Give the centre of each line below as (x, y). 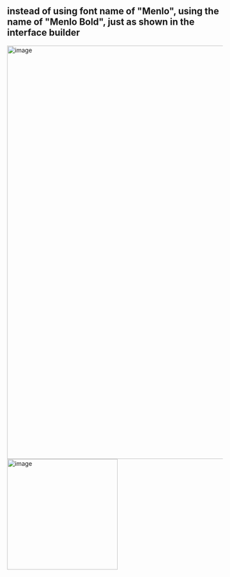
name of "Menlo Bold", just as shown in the (101, 22)
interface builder (43, 33)
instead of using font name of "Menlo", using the (113, 11)
